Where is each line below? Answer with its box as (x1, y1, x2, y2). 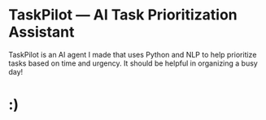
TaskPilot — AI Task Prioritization (8, 6, 238, 24)
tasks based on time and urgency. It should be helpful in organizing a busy (8, 58, 258, 68)
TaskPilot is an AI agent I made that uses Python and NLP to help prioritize (8, 49, 257, 59)
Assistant (8, 23, 75, 41)
